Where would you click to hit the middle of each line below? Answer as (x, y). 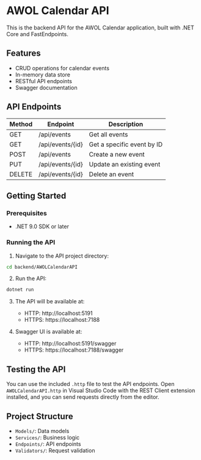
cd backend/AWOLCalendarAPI (42, 267)
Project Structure (40, 416)
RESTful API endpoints (43, 81)
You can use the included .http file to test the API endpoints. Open (91, 384)
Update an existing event (125, 164)
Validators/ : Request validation (55, 450)
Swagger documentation (46, 87)
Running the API (31, 242)
